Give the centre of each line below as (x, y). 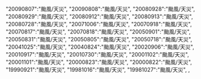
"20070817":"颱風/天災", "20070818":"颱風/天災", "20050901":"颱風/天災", (98, 32)
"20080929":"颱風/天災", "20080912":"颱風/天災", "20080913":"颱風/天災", (99, 16)
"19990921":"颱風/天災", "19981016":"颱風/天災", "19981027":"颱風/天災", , (98, 70)
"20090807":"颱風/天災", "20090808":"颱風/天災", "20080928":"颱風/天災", (101, 9)
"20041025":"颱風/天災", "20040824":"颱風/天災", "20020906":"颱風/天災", (100, 47)
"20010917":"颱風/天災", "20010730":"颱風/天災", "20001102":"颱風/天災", (97, 54)
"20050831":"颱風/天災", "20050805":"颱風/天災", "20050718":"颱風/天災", (99, 39)
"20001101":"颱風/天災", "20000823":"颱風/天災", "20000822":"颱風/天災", (99, 62)
